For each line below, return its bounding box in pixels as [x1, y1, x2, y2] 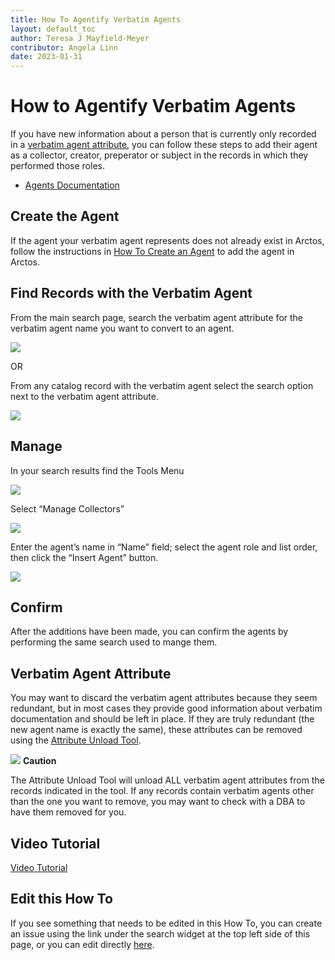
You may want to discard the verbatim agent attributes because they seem [10, 692, 318, 704]
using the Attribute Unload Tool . [10, 734, 142, 746]
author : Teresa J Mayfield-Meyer [10, 33, 150, 43]
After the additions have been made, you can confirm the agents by [10, 626, 289, 638]
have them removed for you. [10, 806, 127, 818]
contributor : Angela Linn [10, 42, 118, 53]
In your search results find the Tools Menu [10, 464, 185, 476]
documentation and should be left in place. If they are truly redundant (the [10, 713, 315, 725]
